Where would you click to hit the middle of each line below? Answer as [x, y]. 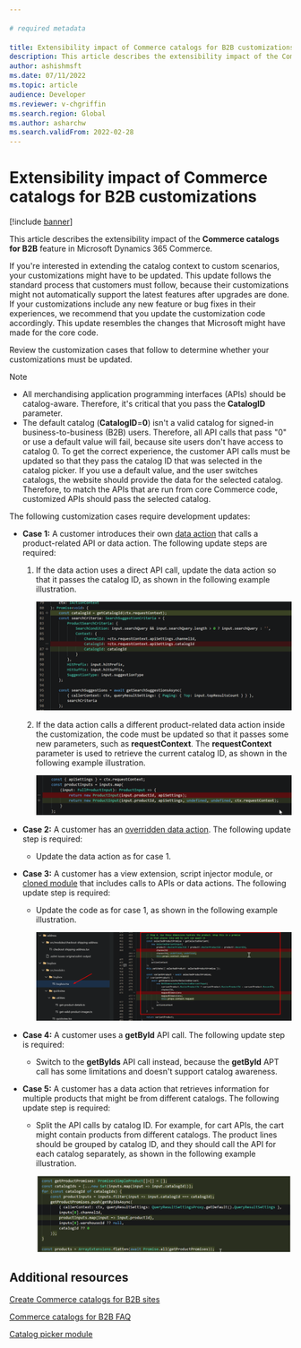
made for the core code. [54, 333]
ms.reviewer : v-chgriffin [57, 104]
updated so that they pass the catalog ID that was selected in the [142, 461]
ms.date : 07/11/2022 [48, 76]
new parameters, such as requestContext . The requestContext [154, 743]
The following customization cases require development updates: [130, 516]
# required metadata [48, 28]
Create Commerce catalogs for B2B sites [85, 1299]
